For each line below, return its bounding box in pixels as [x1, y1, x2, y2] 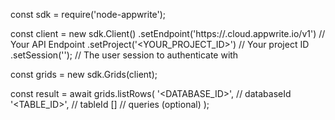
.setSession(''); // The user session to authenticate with [10, 49, 239, 61]
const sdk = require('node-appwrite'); [10, 9, 167, 20]
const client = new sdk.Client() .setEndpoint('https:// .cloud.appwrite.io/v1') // [10, 28, 326, 39]
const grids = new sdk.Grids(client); [10, 69, 158, 80]
